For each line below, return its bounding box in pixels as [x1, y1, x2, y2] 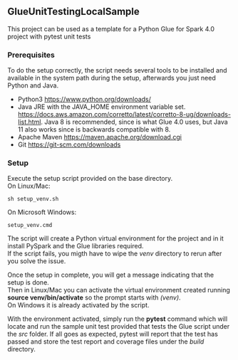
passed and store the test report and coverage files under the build [7, 337, 205, 346]
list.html [17, 117, 41, 127]
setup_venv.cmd [7, 222, 53, 229]
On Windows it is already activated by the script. [7, 301, 150, 309]
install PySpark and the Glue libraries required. [7, 242, 144, 250]
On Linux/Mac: [7, 181, 51, 191]
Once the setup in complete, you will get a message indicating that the [7, 270, 214, 280]
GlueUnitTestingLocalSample [7, 6, 140, 18]
